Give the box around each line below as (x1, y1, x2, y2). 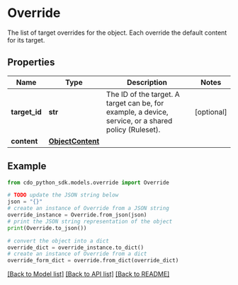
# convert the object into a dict (7, 237, 110, 245)
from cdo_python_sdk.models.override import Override (7, 179, 170, 186)
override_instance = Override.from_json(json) (7, 211, 147, 219)
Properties (7, 57, 55, 69)
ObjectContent (48, 136, 100, 146)
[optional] (194, 107, 227, 117)
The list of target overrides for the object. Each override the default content (7, 28, 227, 37)
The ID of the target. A (106, 89, 181, 99)
